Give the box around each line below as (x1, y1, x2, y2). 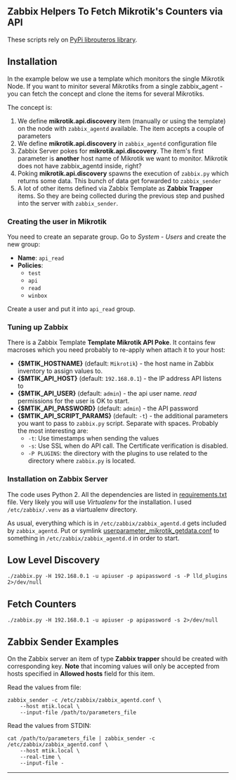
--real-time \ (20, 753, 61, 760)
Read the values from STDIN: (7, 721, 91, 729)
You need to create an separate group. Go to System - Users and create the (7, 232, 227, 241)
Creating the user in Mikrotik (7, 216, 107, 226)
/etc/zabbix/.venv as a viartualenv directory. (7, 505, 138, 513)
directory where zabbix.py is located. (27, 457, 136, 465)
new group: (7, 239, 41, 249)
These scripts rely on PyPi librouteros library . (7, 35, 138, 44)
